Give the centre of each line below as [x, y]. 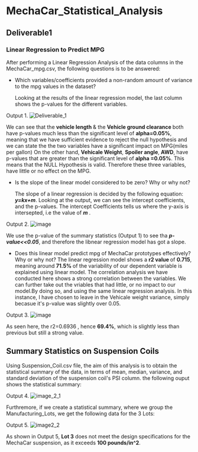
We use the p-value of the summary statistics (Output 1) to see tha [87, 235]
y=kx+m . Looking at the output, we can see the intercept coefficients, [100, 200]
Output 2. [18, 224]
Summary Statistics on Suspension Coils [83, 351]
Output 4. [18, 396]
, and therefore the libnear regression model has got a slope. [112, 242]
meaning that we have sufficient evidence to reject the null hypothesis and [97, 139]
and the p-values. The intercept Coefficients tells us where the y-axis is [102, 206]
